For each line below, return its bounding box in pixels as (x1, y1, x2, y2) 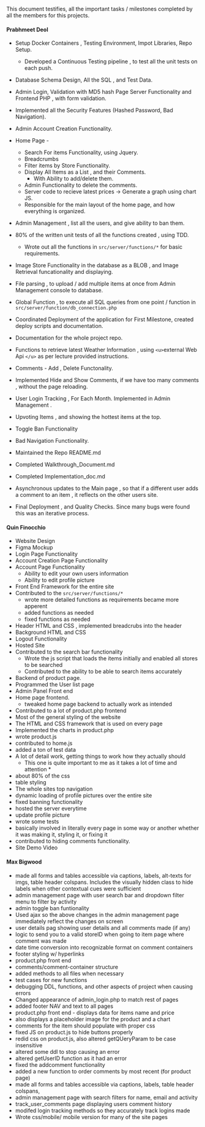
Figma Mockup (15, 544, 53, 552)
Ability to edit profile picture (24, 577, 95, 584)
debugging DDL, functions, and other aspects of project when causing (15, 983, 193, 990)
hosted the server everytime (15, 805, 87, 813)
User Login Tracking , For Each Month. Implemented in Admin (15, 395, 171, 402)
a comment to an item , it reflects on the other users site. (15, 491, 158, 499)
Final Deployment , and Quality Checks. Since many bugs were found (15, 503, 190, 510)
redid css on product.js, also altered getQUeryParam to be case (15, 1035, 176, 1042)
